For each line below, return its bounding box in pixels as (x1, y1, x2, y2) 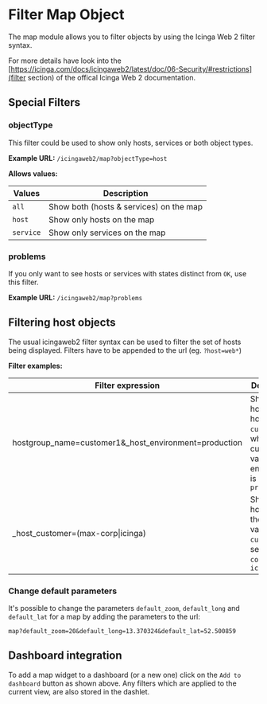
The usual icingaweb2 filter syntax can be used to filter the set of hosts (8, 337, 242, 346)
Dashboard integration (8, 649, 122, 663)
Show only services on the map (48, 227, 166, 238)
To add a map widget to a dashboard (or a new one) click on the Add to (8, 670, 242, 679)
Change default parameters (8, 585, 118, 596)
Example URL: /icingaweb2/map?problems (8, 292, 143, 302)
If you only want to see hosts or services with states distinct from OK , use (8, 268, 247, 278)
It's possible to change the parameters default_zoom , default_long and (8, 604, 240, 613)
